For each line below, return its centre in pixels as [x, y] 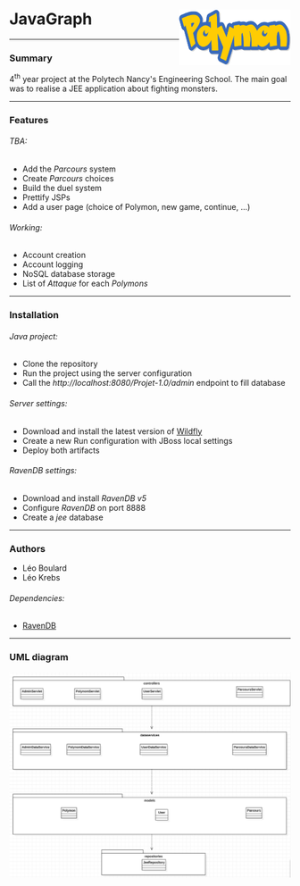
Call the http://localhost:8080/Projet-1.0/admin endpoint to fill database [154, 383]
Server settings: [38, 403]
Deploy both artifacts [61, 450]
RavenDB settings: [43, 471]
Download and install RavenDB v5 [84, 498]
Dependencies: [37, 598]
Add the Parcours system [69, 169]
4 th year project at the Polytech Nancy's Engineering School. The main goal [148, 78]
